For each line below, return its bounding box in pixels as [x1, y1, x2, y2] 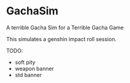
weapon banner [14, 64, 54, 72]
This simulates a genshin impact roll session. [6, 35, 117, 42]
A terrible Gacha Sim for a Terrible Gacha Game [6, 24, 124, 31]
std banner [14, 71, 42, 78]
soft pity [14, 59, 36, 66]
